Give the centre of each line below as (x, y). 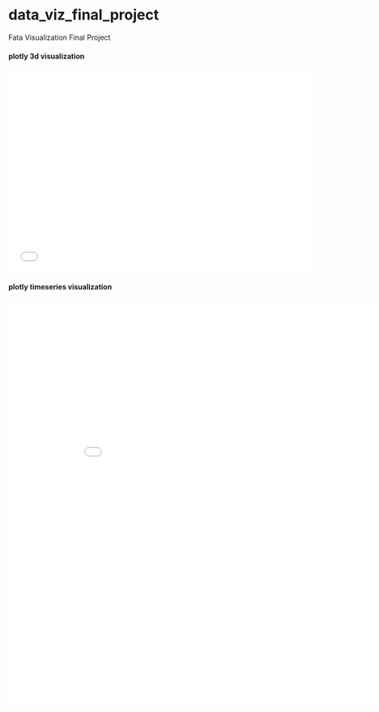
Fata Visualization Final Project (60, 37)
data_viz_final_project (84, 15)
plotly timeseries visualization (60, 286)
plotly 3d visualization (47, 56)
